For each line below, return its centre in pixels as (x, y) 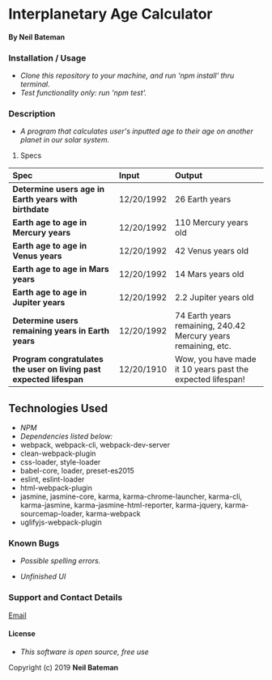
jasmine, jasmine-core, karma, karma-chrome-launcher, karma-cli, (131, 497)
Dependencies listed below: (66, 436)
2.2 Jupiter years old (214, 298)
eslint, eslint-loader (52, 479)
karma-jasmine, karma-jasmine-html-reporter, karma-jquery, (121, 505)
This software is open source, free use (85, 652)
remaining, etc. (203, 346)
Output (188, 176)
